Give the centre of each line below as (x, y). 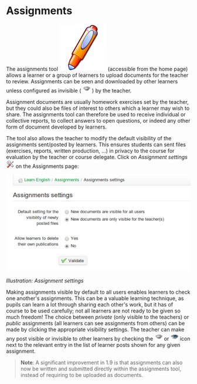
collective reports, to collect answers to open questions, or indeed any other (98, 120)
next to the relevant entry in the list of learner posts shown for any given (93, 345)
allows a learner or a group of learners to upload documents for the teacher (97, 75)
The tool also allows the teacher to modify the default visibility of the (89, 138)
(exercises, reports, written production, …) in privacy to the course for (90, 150)
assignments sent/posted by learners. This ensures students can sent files (96, 144)
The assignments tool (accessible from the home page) (97, 69)
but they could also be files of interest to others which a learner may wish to (98, 108)
